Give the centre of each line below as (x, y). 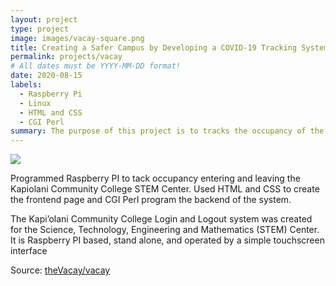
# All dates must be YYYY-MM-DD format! (96, 66)
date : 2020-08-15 (46, 76)
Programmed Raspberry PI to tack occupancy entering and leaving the (155, 178)
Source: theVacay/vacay (60, 270)
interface (29, 251)
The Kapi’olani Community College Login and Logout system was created (161, 219)
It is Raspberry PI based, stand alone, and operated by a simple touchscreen (167, 240)
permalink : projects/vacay (66, 57)
